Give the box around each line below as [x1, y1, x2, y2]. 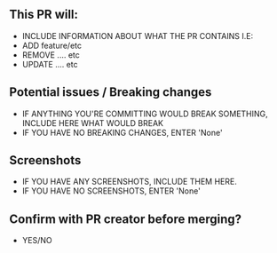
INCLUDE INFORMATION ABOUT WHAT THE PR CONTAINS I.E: [21, 30, 254, 41]
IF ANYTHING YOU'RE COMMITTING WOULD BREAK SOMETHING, [21, 108, 268, 119]
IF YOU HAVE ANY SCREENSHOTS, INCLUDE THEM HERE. [21, 177, 237, 187]
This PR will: [9, 7, 78, 22]
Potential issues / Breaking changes [9, 84, 212, 100]
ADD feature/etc [21, 40, 83, 51]
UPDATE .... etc [21, 59, 78, 69]
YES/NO [21, 235, 52, 246]
